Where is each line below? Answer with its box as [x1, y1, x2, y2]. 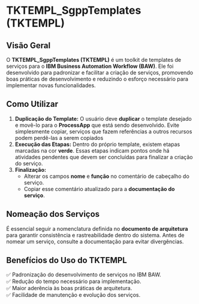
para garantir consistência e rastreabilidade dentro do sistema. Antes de [6, 231, 185, 239]
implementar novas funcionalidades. [6, 82, 96, 89]
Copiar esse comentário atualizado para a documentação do [23, 185, 175, 192]
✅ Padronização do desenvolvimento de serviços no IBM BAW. [6, 271, 161, 278]
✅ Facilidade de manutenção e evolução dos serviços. [6, 291, 141, 299]
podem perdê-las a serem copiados [14, 134, 104, 141]
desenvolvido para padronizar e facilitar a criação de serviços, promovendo [6, 69, 194, 76]
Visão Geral [6, 40, 51, 50]
